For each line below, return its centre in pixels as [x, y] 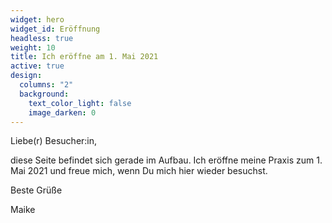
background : [44, 94]
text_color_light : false [80, 103]
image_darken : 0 [62, 112]
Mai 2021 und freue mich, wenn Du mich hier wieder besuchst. [139, 171]
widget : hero [37, 19]
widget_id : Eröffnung [55, 29]
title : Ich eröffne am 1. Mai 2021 [84, 57]
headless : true [42, 38]
